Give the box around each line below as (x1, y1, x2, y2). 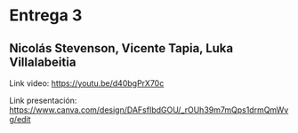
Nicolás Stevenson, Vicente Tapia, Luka (9, 41, 234, 56)
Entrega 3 (9, 5, 83, 26)
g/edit (9, 114, 31, 124)
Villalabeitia (9, 54, 77, 69)
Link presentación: (9, 95, 77, 106)
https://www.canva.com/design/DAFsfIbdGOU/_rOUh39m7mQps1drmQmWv (9, 105, 289, 115)
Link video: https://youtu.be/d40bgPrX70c (9, 78, 165, 89)
